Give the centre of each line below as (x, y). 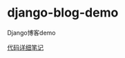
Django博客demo (31, 32)
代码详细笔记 (25, 47)
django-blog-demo (63, 13)
